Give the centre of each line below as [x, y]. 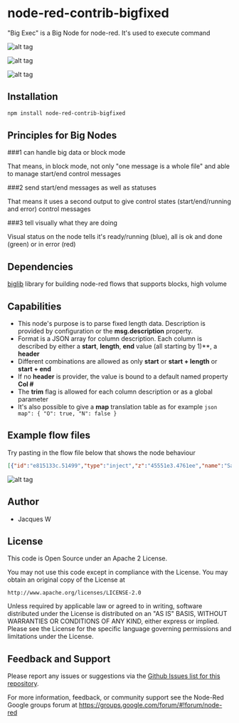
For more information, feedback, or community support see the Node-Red [116, 697]
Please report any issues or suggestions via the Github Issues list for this [114, 676]
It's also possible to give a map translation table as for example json [117, 407]
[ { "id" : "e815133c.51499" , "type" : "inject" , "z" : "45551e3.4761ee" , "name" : [116, 466]
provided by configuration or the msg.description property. [105, 331]
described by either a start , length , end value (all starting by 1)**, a [117, 347]
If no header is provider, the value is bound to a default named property [123, 376]
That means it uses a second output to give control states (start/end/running [119, 202]
